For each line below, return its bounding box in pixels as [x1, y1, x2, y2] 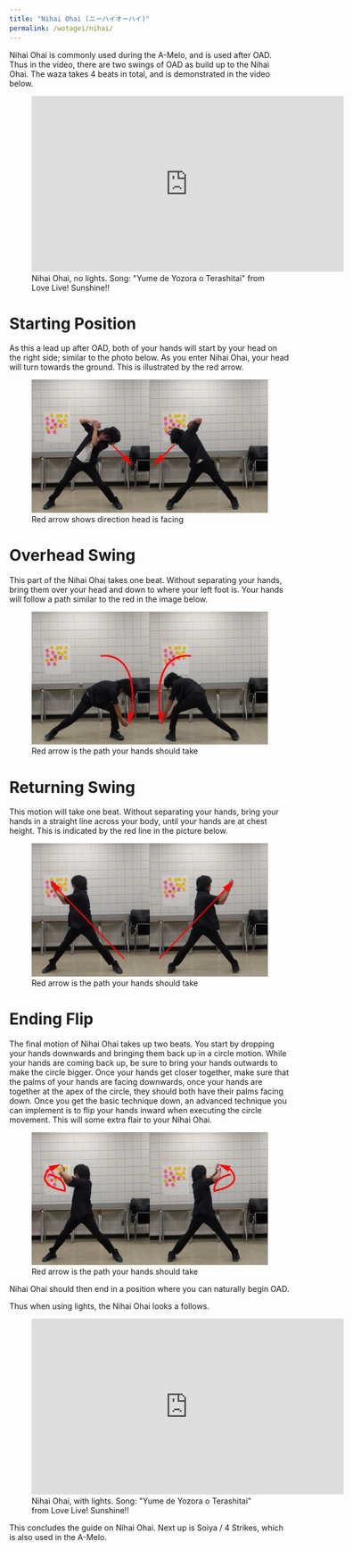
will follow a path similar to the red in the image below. [9, 594, 209, 604]
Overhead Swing [9, 546, 136, 566]
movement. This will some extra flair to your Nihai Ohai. [9, 1114, 212, 1125]
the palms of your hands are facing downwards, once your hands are [9, 1076, 263, 1087]
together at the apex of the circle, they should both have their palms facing [9, 1086, 283, 1096]
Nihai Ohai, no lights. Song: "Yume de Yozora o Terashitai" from [31, 272, 266, 283]
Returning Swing [9, 777, 135, 797]
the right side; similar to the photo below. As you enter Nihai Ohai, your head [9, 353, 290, 363]
